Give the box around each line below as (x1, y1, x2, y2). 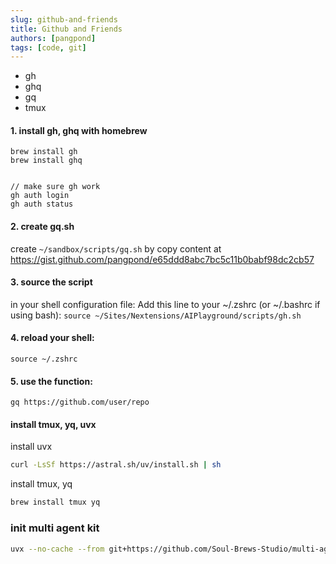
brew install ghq (10, 156, 83, 166)
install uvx (10, 441, 53, 453)
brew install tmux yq (10, 497, 101, 508)
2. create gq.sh (10, 221, 75, 233)
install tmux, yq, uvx (10, 418, 97, 430)
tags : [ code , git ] (10, 42, 87, 53)
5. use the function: (10, 375, 93, 387)
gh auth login (10, 191, 70, 201)
